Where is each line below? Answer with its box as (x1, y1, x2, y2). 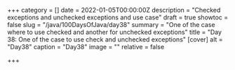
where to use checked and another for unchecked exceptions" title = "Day (7, 28, 222, 36)
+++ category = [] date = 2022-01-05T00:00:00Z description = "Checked (7, 6, 221, 14)
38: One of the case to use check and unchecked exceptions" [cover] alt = (7, 35, 223, 44)
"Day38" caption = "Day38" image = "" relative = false (7, 43, 165, 51)
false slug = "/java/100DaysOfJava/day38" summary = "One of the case (7, 21, 215, 28)
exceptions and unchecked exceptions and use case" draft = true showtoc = (7, 13, 229, 21)
